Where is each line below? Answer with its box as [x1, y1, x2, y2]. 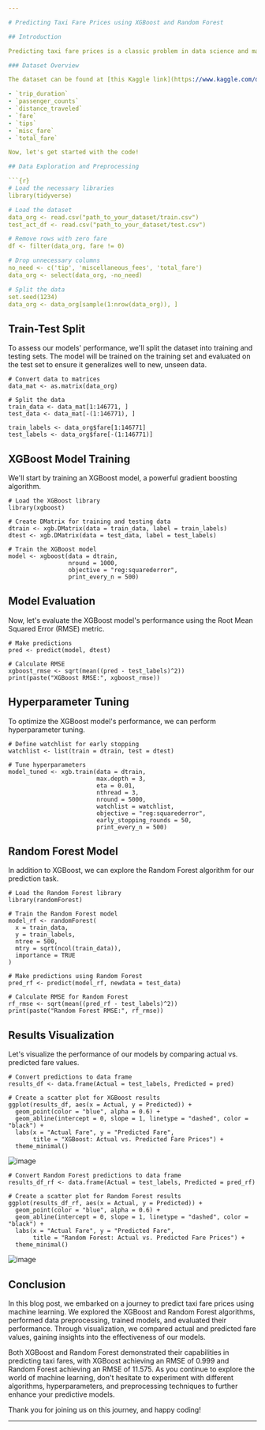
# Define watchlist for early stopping [8, 740, 140, 748]
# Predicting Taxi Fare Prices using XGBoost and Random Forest [8, 18, 224, 26]
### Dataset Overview [8, 61, 80, 70]
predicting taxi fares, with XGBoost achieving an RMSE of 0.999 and [8, 1356, 230, 1366]
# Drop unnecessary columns [8, 256, 101, 265]
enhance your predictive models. [8, 1390, 116, 1399]
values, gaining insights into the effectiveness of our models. [8, 1333, 206, 1342]
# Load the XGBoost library [8, 497, 101, 505]
